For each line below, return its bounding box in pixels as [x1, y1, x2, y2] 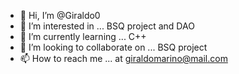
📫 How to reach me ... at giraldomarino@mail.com [19, 53, 228, 64]
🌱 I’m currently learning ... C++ [19, 31, 147, 42]
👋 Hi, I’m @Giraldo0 [19, 10, 101, 21]
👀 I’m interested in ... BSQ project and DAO [19, 20, 195, 32]
